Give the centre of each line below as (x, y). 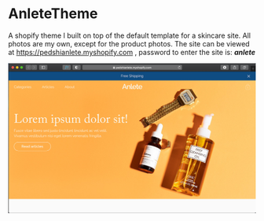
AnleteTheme (53, 14)
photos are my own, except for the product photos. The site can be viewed (129, 43)
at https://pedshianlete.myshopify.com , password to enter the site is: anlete (132, 52)
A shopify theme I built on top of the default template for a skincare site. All (130, 35)
